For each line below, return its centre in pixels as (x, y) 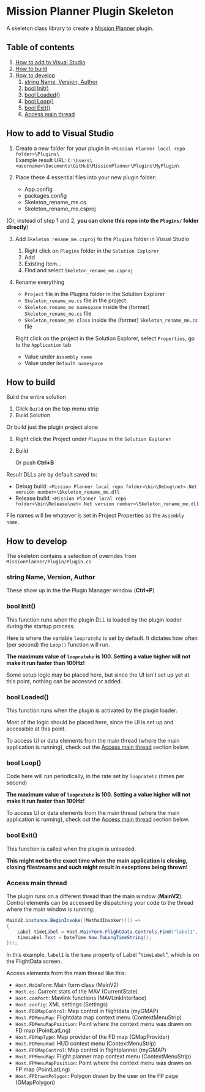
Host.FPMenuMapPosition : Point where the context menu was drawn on (103, 1063)
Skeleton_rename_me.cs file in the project (75, 300)
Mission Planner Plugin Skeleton (90, 11)
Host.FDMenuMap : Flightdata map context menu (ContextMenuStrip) (99, 1017)
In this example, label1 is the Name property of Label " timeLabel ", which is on (103, 955)
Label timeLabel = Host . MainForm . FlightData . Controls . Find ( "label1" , (108, 932)
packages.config (46, 195)
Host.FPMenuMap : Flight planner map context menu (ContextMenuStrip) (103, 1057)
